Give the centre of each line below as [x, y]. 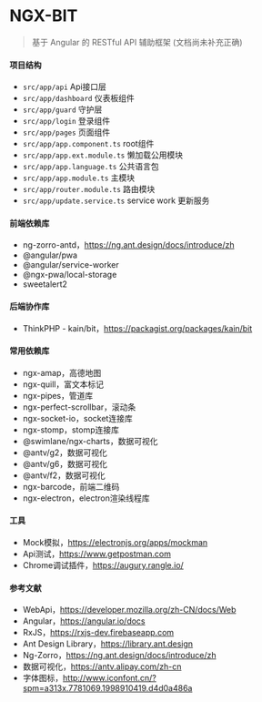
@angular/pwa [50, 255]
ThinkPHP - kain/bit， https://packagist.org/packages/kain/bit [137, 328]
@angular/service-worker [71, 265]
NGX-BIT [44, 16]
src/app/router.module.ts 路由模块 [89, 189]
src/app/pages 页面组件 [66, 132]
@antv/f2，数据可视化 [64, 475]
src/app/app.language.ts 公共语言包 [91, 167]
